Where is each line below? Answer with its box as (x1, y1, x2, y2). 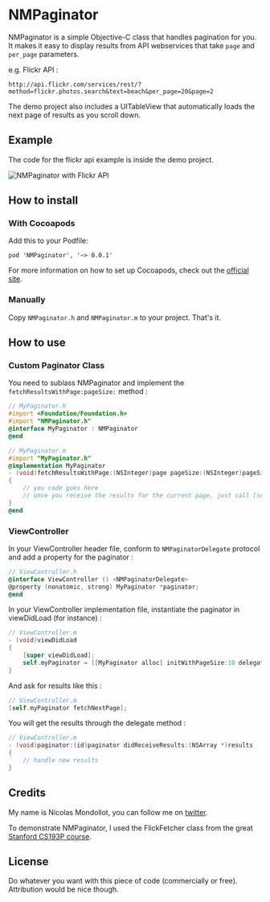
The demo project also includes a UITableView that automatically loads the (8, 101, 256, 111)
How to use (8, 336, 66, 350)
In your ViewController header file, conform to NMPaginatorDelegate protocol (8, 543, 260, 553)
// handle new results (22, 756, 99, 765)
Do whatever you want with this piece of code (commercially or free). (8, 876, 238, 886)
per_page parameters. (8, 49, 80, 59)
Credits (8, 786, 47, 800)
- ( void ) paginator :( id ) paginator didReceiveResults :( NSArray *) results (8, 741, 253, 749)
